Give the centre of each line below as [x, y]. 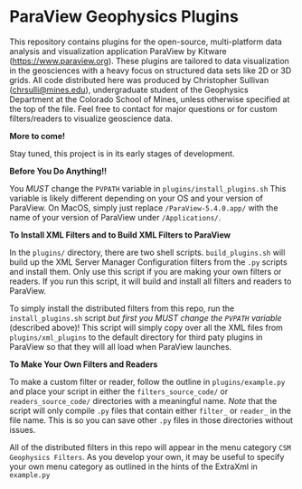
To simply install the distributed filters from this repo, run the [122, 308]
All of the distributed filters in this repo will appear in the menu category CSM [150, 447]
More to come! [38, 136]
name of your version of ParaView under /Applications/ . [115, 217]
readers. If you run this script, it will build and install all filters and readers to [151, 281]
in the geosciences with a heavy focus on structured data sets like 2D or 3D [151, 71]
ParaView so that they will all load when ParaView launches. [121, 346]
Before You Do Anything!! [58, 171]
